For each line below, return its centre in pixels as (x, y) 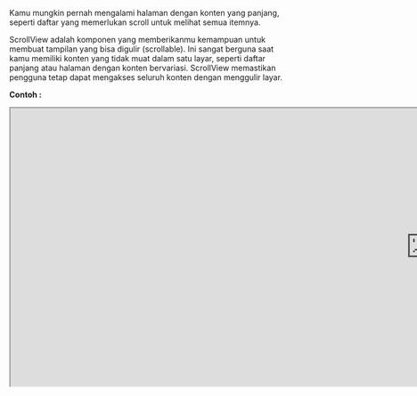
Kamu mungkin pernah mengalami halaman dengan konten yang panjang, (144, 13)
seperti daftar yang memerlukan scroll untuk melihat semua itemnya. (135, 22)
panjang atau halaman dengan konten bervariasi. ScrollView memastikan (143, 68)
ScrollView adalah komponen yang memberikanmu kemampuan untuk (137, 40)
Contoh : (25, 94)
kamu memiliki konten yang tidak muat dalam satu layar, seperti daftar (137, 58)
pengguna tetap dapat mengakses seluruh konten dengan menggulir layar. (146, 77)
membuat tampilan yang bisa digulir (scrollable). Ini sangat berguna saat (142, 49)
